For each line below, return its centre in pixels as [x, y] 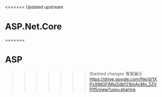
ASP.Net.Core [33, 27]
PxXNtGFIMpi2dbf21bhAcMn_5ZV [123, 84]
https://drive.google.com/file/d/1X [123, 79]
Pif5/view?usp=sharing [113, 89]
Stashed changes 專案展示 [116, 73]
